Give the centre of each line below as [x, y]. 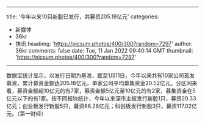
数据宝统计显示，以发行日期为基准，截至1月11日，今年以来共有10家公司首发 [101, 75]
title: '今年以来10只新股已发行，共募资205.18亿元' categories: [83, 17]
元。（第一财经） [27, 114]
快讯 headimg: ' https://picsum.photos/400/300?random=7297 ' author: [104, 44]
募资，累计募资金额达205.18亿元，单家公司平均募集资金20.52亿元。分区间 [99, 83]
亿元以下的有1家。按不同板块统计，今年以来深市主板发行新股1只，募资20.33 [101, 98]
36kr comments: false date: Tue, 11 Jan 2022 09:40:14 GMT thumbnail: [104, 50]
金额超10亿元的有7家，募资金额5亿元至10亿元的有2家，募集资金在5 [112, 91]
